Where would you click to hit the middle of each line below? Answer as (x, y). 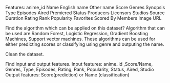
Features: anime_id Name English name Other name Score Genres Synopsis (85, 7)
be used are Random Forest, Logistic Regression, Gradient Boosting (77, 33)
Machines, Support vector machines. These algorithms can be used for (80, 39)
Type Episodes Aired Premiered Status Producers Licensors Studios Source (85, 13)
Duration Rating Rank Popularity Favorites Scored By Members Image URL (83, 18)
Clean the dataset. (25, 54)
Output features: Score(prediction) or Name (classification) (67, 75)
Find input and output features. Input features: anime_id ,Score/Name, (79, 64)
